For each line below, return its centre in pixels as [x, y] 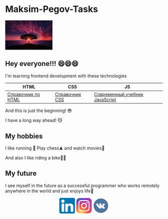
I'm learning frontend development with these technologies [66, 75]
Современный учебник [119, 94]
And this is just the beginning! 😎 [39, 110]
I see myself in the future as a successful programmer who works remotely [82, 185]
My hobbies [24, 136]
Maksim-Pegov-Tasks [52, 9]
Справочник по [23, 94]
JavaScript [105, 99]
